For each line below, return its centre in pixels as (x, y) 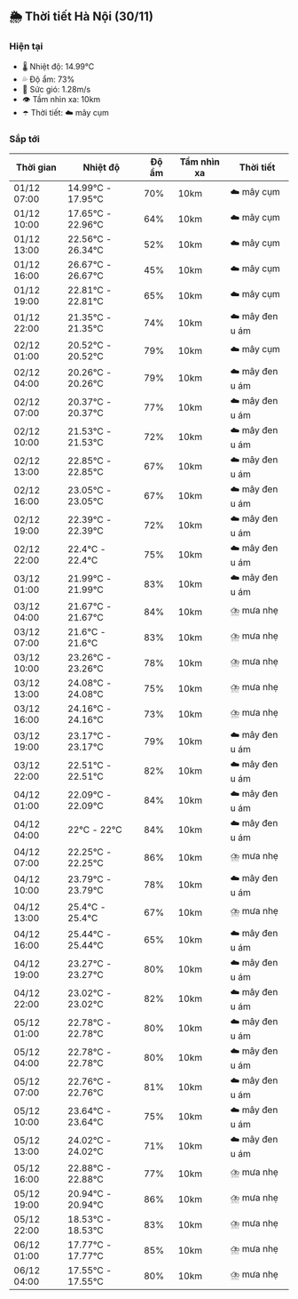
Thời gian (37, 167)
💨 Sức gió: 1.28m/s (56, 89)
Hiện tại (26, 46)
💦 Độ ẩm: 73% (48, 79)
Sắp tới (24, 139)
